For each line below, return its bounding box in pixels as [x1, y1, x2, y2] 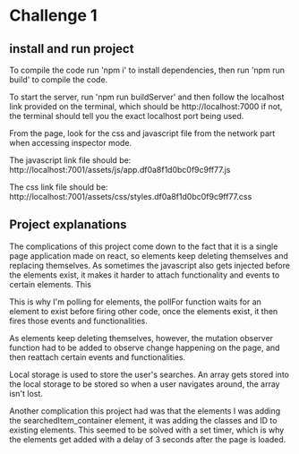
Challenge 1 [9, 5, 98, 26]
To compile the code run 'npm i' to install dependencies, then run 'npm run [9, 64, 285, 75]
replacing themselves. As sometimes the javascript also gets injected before [9, 260, 291, 270]
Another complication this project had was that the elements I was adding [9, 405, 281, 416]
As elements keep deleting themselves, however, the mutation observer [9, 332, 274, 343]
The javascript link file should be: [9, 155, 132, 166]
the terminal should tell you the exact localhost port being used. [9, 111, 244, 121]
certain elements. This [9, 278, 92, 289]
